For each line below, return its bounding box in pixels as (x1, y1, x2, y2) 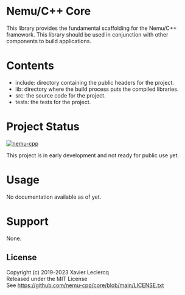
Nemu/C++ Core (6, 4, 91, 18)
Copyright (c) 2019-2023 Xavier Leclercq (6, 268, 110, 275)
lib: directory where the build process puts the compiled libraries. (15, 85, 179, 93)
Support (6, 215, 49, 228)
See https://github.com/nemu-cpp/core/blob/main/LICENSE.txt (6, 282, 164, 289)
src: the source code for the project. (15, 91, 106, 99)
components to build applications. (6, 37, 91, 44)
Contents (6, 59, 55, 73)
